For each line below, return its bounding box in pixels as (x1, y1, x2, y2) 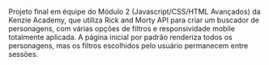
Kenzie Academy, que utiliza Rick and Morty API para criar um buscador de (8, 15, 259, 25)
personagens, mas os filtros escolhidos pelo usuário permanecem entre (8, 41, 249, 51)
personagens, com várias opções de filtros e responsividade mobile (8, 24, 235, 33)
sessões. (8, 50, 39, 59)
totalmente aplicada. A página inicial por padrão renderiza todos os (8, 32, 233, 42)
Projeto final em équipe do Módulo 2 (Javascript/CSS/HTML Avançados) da (8, 7, 261, 16)
